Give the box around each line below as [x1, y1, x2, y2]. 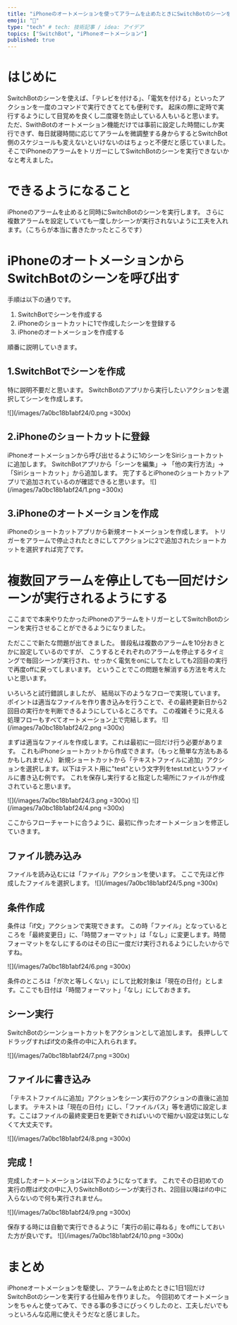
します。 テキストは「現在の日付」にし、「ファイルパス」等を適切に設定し [7, 1103, 222, 1111]
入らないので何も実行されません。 [7, 1194, 107, 1203]
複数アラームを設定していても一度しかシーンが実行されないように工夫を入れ [7, 217, 229, 225]
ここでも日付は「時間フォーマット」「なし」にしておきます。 [18, 985, 195, 994]
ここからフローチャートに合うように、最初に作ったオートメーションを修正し [7, 819, 230, 827]
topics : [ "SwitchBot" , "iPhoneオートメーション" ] [7, 30, 147, 37]
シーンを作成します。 [25, 394, 87, 403]
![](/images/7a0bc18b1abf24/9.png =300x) [7, 1208, 131, 1217]
